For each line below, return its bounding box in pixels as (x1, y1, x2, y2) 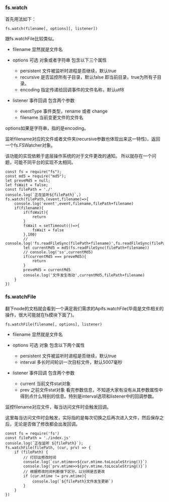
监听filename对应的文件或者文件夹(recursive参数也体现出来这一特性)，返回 (5, 136, 160, 142)
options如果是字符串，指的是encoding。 (5, 125, 89, 131)
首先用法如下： (5, 16, 36, 22)
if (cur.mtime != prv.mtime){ (23, 473, 87, 478)
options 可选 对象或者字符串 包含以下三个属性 (12, 57, 107, 63)
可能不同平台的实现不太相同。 (14, 159, 76, 165)
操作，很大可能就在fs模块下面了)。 (5, 312, 77, 318)
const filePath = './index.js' (5, 435, 71, 440)
